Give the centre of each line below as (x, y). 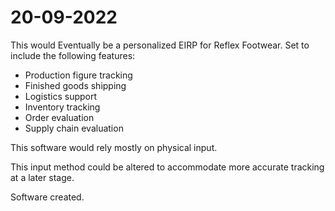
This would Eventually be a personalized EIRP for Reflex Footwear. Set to (160, 45)
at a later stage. (42, 177)
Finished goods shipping (75, 85)
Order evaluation (59, 117)
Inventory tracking (62, 107)
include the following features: (73, 55)
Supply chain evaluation (74, 128)
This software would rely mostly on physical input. (114, 147)
